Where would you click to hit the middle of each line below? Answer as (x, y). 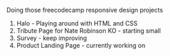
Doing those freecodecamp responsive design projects (85, 10)
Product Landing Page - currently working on (81, 45)
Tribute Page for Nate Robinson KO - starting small (88, 31)
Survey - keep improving (51, 38)
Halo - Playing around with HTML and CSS (77, 23)
